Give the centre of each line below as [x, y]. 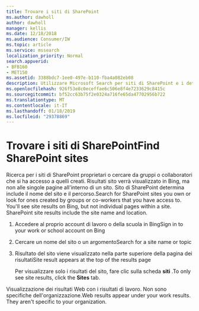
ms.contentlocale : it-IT [37, 105]
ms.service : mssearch [33, 50]
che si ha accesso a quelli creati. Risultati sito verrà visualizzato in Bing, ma [98, 181]
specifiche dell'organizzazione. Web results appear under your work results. [99, 296]
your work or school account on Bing [60, 231]
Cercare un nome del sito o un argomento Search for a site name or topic [103, 242]
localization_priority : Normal [45, 56]
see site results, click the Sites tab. [57, 278]
